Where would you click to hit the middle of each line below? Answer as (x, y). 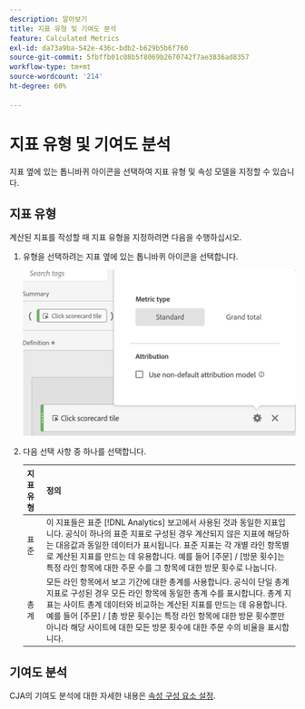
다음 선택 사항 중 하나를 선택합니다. (84, 452)
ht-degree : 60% (38, 86)
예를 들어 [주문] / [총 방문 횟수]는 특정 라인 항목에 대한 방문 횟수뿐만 (166, 616)
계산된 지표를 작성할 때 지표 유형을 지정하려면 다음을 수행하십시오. (126, 238)
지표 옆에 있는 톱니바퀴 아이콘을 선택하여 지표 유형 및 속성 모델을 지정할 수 (140, 171)
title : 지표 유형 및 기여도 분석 (63, 29)
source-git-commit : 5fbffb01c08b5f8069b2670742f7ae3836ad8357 (129, 58)
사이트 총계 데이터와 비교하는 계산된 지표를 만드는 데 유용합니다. (175, 605)
